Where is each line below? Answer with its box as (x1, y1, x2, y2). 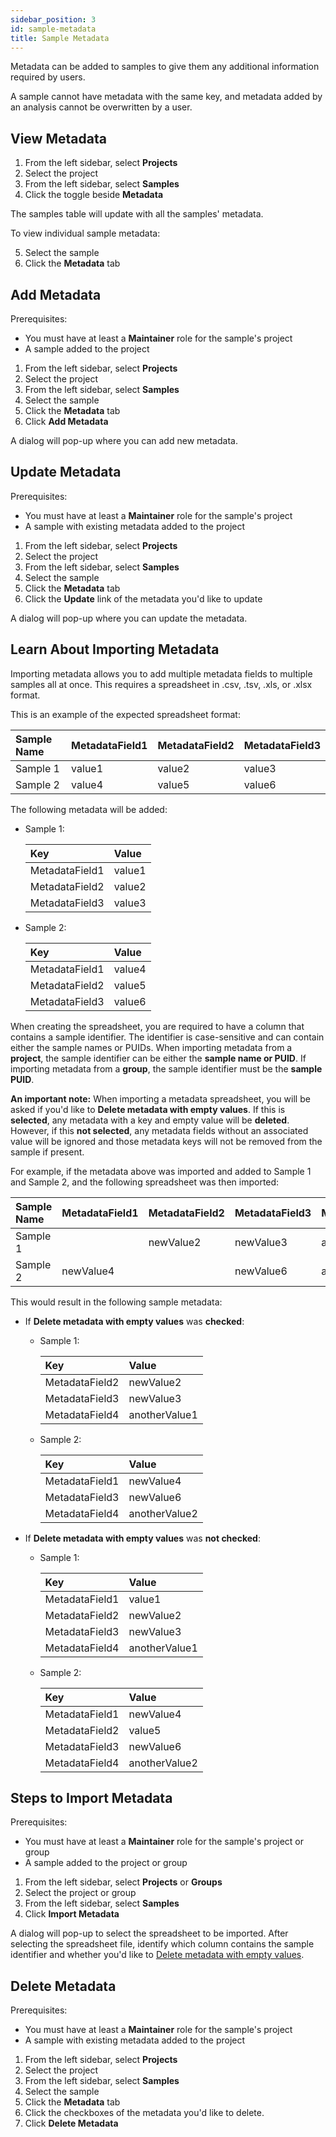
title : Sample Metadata (10, 33, 110, 43)
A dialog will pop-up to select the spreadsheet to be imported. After (10, 1927, 289, 1940)
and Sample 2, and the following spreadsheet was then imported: (10, 1176, 280, 1188)
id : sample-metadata (10, 24, 97, 34)
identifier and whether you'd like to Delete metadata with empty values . (10, 1949, 305, 1961)
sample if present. (10, 1146, 85, 1158)
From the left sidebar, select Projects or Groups (24, 1876, 223, 1888)
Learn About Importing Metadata (10, 641, 220, 658)
